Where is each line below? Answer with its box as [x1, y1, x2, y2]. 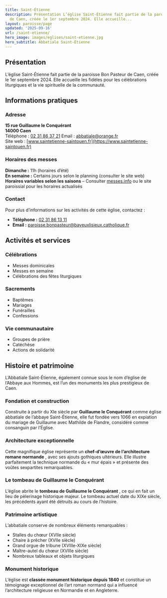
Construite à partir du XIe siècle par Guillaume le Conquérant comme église [5, 409, 162, 415]
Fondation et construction [5, 398, 70, 404]
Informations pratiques [5, 96, 78, 104]
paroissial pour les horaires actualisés [5, 183, 83, 189]
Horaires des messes [5, 156, 57, 163]
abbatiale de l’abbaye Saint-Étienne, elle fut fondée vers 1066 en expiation [5, 414, 158, 420]
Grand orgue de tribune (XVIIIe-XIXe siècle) [12, 543, 102, 549]
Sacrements [5, 286, 35, 293]
